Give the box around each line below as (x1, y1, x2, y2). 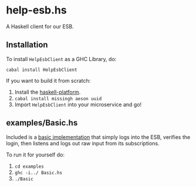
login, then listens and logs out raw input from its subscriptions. (6, 140, 160, 147)
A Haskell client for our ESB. (6, 23, 75, 30)
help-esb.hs (6, 4, 67, 17)
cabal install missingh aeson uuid (14, 96, 102, 101)
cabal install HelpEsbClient (6, 67, 77, 73)
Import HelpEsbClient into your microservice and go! (14, 101, 142, 108)
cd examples (14, 164, 44, 169)
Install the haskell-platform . (14, 89, 81, 96)
